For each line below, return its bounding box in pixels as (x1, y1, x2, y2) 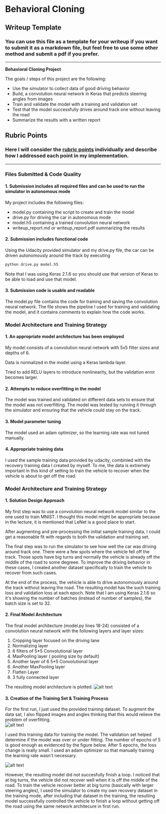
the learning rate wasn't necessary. (5, 753, 77, 759)
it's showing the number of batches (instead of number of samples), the (5, 595, 152, 601)
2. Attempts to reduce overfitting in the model (5, 385, 101, 391)
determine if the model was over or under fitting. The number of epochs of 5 (5, 737, 161, 743)
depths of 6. (5, 350, 30, 356)
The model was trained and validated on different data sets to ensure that (5, 397, 155, 403)
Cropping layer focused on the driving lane (12, 637, 100, 644)
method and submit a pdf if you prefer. (5, 50, 100, 57)
